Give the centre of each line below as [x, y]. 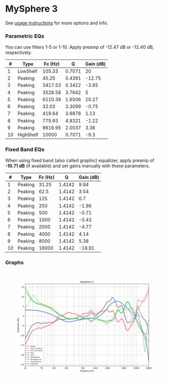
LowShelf [27, 71]
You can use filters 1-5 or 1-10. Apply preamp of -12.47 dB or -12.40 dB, [80, 47]
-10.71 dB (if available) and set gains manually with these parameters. [78, 166]
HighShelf [28, 135]
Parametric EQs [25, 36]
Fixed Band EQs [25, 149]
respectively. [18, 53]
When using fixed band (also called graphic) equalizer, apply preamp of [80, 161]
